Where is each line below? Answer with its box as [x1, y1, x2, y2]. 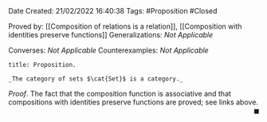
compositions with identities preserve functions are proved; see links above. [8, 97, 259, 107]
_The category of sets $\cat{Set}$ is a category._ [8, 75, 183, 83]
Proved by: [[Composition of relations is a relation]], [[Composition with [8, 22, 242, 31]
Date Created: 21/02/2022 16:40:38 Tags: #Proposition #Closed [8, 6, 218, 15]
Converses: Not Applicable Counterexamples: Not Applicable [8, 45, 209, 55]
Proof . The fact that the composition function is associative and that [8, 89, 231, 98]
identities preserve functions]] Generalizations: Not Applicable [8, 30, 214, 39]
